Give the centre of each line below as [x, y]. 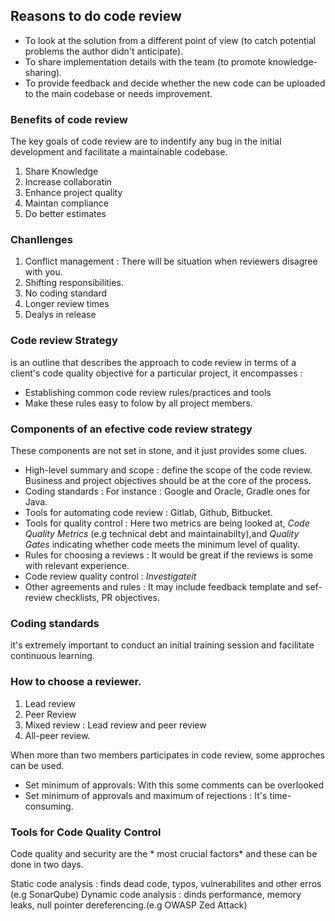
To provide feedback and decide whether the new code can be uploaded [175, 83]
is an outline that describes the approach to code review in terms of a [153, 362]
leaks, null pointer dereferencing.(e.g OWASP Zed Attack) [129, 905]
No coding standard [66, 293]
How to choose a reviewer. [76, 682]
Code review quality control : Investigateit [110, 576]
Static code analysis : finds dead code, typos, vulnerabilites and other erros [166, 883]
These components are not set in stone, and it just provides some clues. [159, 450]
